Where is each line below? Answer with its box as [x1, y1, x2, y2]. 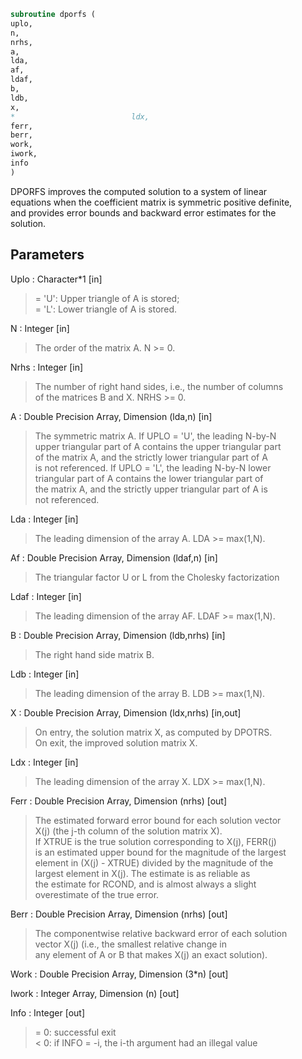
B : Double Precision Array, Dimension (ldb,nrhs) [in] [10, 629, 226, 641]
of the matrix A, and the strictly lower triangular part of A [34, 451, 268, 463]
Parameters [10, 246, 85, 264]
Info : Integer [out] [10, 1006, 86, 1019]
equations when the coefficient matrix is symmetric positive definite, [10, 196, 293, 208]
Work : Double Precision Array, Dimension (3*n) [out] [10, 968, 229, 980]
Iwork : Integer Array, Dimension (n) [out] [10, 987, 180, 999]
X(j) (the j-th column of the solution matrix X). [34, 825, 223, 837]
